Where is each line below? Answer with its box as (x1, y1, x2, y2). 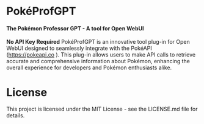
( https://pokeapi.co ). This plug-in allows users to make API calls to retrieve (6, 51, 196, 58)
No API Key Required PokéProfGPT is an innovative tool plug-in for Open (6, 38, 191, 46)
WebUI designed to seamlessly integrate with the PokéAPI (6, 44, 152, 52)
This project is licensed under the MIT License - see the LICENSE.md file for (6, 105, 198, 113)
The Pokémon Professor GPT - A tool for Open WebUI (6, 24, 144, 32)
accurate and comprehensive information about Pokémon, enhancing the (6, 58, 191, 65)
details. (6, 112, 25, 119)
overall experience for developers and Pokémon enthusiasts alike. (6, 64, 172, 71)
